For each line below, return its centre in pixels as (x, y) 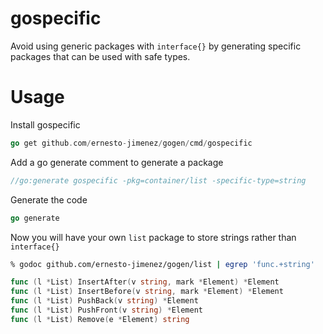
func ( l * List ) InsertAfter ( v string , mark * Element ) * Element (145, 282)
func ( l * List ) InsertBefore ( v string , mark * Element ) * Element (147, 292)
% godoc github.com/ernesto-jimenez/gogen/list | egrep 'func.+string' (162, 264)
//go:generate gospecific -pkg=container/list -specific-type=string (158, 180)
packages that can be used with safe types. (100, 56)
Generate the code (49, 199)
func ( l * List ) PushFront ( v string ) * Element (106, 310)
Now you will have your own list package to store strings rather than (153, 237)
